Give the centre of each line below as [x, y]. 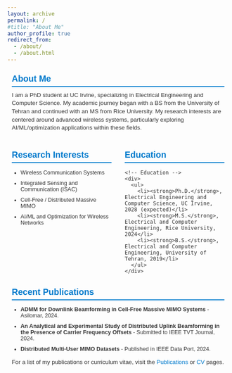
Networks [32, 222]
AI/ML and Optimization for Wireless [65, 216]
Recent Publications [53, 292]
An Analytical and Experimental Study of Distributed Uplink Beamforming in [120, 326]
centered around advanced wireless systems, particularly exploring [98, 119]
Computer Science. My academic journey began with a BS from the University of [116, 103]
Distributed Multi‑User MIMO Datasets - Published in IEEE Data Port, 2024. [116, 349]
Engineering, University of [166, 253]
